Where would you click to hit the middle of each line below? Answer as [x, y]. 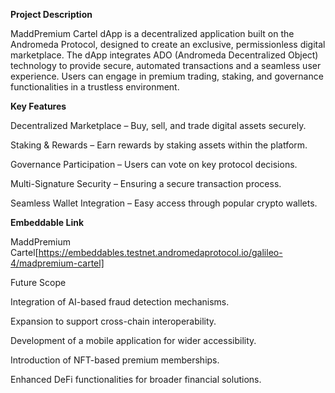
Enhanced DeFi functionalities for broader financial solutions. [136, 379]
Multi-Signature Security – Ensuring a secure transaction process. [146, 183]
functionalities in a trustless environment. [95, 87]
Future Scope [38, 282]
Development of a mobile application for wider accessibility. [133, 340]
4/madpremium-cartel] [57, 263]
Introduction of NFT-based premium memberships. [115, 360]
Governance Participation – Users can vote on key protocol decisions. [154, 164]
